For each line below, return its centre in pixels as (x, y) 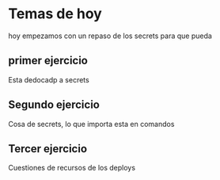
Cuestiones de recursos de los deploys (72, 168)
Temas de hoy (55, 14)
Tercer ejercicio (48, 149)
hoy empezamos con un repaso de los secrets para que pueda (110, 36)
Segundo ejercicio (54, 105)
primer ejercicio (48, 61)
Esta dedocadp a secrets (49, 79)
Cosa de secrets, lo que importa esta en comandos (91, 124)
